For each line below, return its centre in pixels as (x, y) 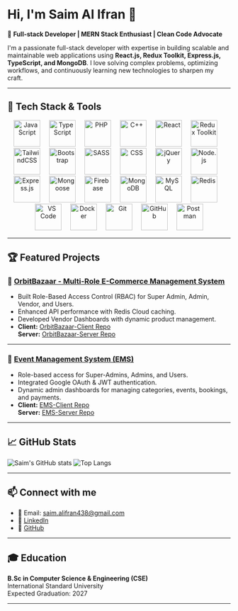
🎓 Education (37, 558)
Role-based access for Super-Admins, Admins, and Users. (103, 375)
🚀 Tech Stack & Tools (54, 107)
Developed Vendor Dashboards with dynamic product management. (117, 319)
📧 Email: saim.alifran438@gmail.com (71, 513)
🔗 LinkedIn (33, 520)
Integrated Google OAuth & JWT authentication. (87, 382)
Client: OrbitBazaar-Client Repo (64, 327)
